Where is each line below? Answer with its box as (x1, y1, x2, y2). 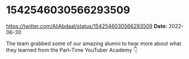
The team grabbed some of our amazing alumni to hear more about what (6, 40, 181, 47)
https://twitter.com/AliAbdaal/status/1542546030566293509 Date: (6, 23, 168, 30)
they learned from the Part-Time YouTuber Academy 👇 (6, 46, 138, 53)
